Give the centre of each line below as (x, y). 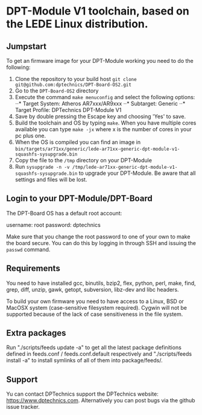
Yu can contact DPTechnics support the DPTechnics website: (82, 394)
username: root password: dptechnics (53, 224)
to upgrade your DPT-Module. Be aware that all (137, 173)
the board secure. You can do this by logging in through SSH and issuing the (101, 243)
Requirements (33, 268)
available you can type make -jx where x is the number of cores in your (103, 129)
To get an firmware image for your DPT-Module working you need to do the (100, 61)
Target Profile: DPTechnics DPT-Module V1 (68, 110)
